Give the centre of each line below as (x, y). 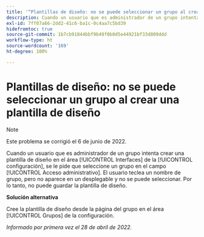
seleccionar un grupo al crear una (93, 99)
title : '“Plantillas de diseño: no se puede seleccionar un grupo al (96, 12)
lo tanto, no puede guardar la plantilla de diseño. (67, 185)
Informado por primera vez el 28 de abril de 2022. (69, 227)
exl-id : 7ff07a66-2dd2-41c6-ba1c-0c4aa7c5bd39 (66, 23)
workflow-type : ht (29, 40)
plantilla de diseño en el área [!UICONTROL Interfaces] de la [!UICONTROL (100, 159)
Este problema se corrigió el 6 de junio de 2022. (66, 141)
